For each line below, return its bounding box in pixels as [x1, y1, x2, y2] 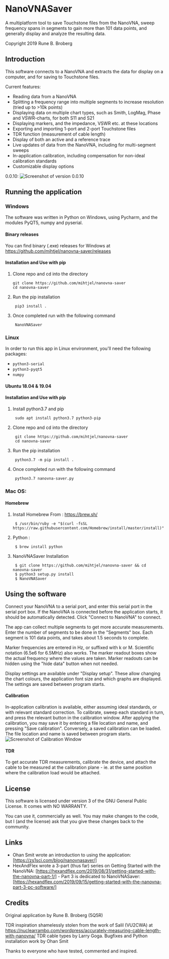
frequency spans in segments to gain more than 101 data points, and [5, 25, 147, 31]
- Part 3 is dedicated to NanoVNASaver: [58, 873, 140, 879]
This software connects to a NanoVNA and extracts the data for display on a [5, 68, 163, 74]
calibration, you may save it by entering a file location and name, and [5, 720, 148, 726]
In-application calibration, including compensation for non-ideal [12, 152, 145, 158]
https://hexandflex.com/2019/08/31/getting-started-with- [37, 868, 156, 874]
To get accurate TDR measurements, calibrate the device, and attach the [5, 759, 156, 765]
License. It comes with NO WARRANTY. [5, 803, 87, 809]
